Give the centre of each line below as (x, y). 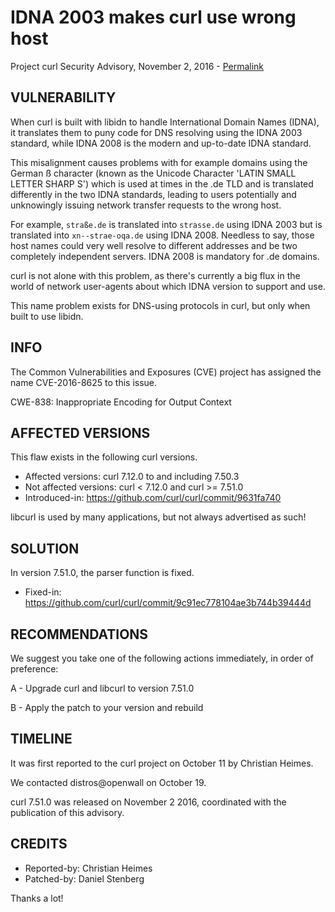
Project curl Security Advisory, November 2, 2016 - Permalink (137, 66)
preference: (34, 669)
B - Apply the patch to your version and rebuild (107, 707)
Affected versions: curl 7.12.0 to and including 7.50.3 (132, 477)
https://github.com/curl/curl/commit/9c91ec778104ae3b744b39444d (168, 603)
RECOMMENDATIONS (79, 634)
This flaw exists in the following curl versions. (104, 457)
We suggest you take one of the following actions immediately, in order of (162, 658)
